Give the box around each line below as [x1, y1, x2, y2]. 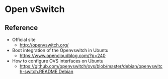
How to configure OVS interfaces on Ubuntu [12, 58, 104, 63]
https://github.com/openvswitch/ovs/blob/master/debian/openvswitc [19, 63, 163, 69]
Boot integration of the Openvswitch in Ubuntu [12, 47, 109, 53]
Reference [5, 23, 38, 32]
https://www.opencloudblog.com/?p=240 [19, 52, 106, 58]
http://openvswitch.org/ [19, 42, 69, 48]
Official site [12, 36, 36, 42]
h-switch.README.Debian [19, 68, 73, 74]
